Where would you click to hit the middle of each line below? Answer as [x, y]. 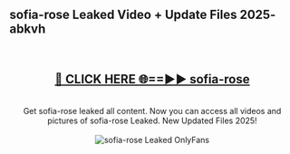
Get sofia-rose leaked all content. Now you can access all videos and [152, 111]
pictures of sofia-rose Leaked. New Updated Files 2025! [152, 120]
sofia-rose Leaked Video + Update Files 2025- [143, 15]
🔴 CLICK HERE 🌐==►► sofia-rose [152, 79]
